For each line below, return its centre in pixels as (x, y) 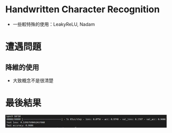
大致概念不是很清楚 (33, 80)
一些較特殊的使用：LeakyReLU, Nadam (54, 24)
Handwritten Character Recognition (83, 9)
